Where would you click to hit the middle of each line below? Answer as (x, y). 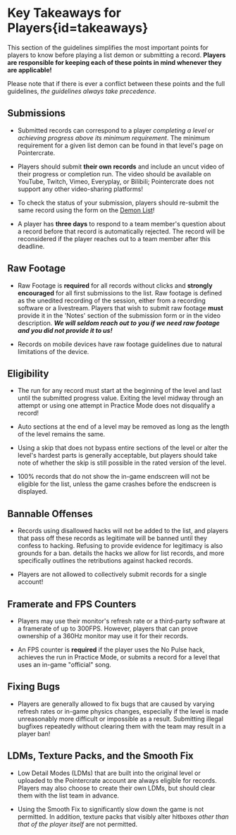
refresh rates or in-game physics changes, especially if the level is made (123, 711)
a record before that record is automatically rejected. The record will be (121, 231)
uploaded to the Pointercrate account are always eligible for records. (117, 780)
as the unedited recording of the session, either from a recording (111, 300)
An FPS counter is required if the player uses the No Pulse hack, (111, 650)
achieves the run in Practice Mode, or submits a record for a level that (119, 657)
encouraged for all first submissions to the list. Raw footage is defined (120, 293)
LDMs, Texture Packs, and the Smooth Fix (100, 756)
